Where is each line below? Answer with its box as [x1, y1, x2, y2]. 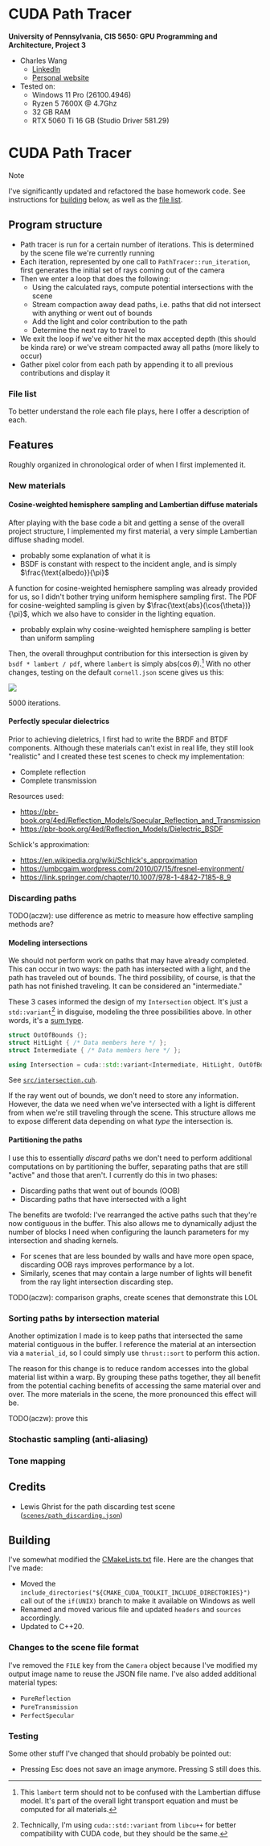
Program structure [8, 218, 103, 232]
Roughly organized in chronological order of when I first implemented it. [8, 459, 247, 469]
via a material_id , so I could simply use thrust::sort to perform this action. [8, 1348, 260, 1357]
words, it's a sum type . [8, 1015, 84, 1025]
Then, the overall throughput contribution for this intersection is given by [8, 648, 249, 658]
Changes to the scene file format [8, 1642, 139, 1653]
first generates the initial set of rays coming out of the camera [19, 265, 225, 275]
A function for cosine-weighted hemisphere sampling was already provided [8, 583, 259, 592]
